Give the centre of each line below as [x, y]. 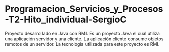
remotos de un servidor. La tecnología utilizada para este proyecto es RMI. [82, 44]
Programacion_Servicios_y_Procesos [84, 9]
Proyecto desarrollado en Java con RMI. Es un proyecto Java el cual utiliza [82, 33]
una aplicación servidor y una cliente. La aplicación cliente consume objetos [84, 39]
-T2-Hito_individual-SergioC [66, 20]
